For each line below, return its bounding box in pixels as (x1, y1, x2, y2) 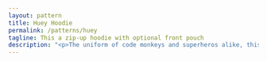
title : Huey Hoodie (8, 19, 73, 27)
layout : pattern (8, 11, 62, 20)
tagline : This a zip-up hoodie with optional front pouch (8, 33, 204, 42)
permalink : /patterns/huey (8, 26, 98, 34)
